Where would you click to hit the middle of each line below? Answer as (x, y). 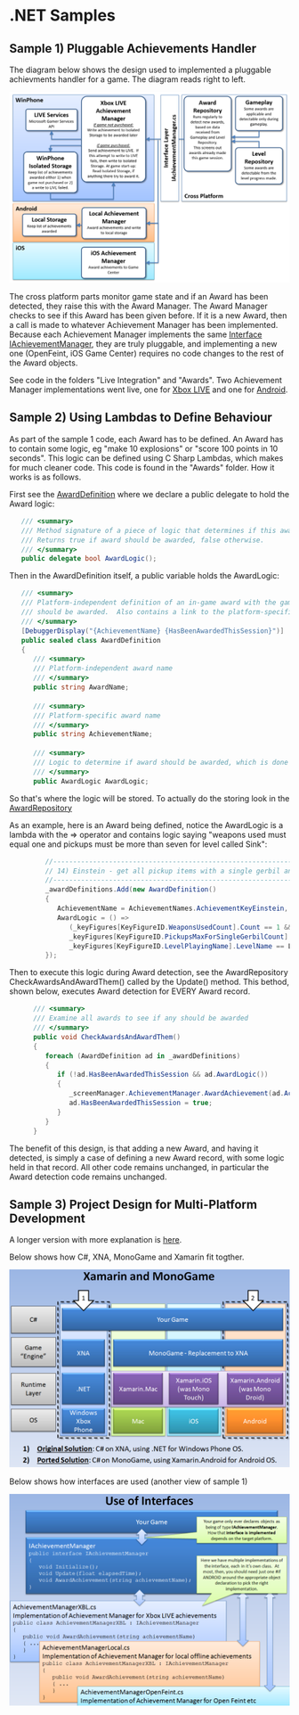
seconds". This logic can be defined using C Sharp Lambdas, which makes (146, 458)
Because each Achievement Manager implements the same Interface (136, 334)
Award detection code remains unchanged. (88, 1177)
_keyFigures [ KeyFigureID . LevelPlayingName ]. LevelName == (177, 946)
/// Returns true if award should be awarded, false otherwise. (143, 540)
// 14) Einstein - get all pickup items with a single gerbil (162, 871)
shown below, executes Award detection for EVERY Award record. (130, 991)
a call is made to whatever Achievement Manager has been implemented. (144, 325)
